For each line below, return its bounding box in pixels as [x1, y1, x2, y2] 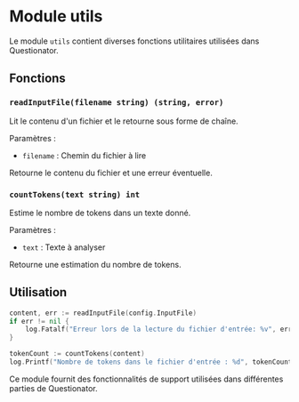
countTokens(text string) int [9, 189, 141, 199]
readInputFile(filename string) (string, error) [9, 98, 224, 108]
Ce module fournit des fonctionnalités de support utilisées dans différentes [9, 374, 284, 384]
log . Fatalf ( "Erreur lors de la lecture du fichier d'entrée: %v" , [25, 325, 277, 334]
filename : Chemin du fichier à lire [21, 149, 147, 161]
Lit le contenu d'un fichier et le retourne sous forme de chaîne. [9, 116, 238, 126]
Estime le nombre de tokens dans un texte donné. [9, 207, 191, 218]
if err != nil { [9, 317, 69, 326]
